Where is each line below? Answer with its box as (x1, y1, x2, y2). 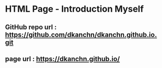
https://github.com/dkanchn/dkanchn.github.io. (5, 30, 157, 39)
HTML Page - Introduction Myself (5, 3, 144, 15)
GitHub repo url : (5, 23, 57, 31)
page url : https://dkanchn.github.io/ (5, 55, 120, 63)
